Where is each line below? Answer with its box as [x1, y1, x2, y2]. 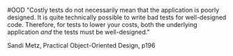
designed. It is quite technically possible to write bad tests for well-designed [7, 13, 227, 21]
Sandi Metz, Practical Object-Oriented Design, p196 [7, 41, 156, 49]
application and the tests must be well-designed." [7, 28, 150, 36]
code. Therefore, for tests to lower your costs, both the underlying [7, 21, 197, 28]
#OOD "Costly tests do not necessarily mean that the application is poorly [7, 6, 220, 14]
